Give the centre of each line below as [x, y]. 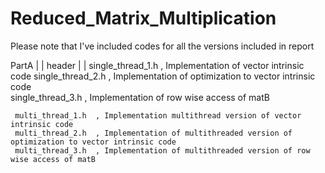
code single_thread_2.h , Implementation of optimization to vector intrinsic [163, 76]
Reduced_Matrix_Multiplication [143, 18]
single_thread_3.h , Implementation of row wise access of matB [140, 97]
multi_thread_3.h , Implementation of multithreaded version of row [162, 150]
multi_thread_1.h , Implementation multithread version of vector [158, 115]
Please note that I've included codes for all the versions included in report [162, 46]
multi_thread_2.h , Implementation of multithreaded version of [153, 133]
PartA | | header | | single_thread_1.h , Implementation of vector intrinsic [157, 65]
